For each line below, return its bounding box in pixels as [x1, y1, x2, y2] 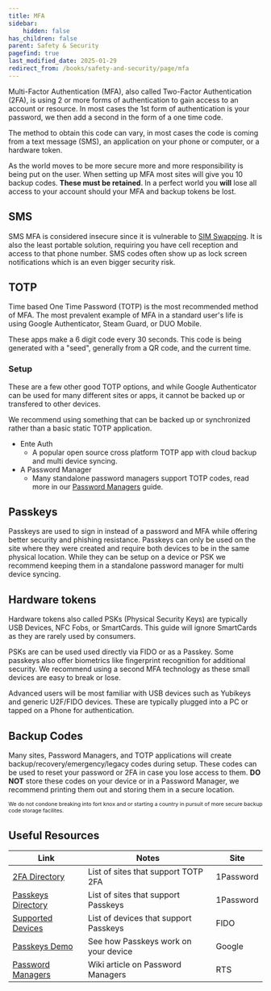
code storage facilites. [8, 807, 65, 815]
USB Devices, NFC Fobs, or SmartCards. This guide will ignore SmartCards [8, 623, 257, 632]
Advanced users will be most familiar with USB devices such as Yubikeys [8, 688, 252, 699]
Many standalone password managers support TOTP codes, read [31, 473, 250, 483]
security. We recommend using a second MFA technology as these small [8, 664, 250, 674]
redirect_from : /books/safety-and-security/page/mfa [8, 65, 190, 73]
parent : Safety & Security [8, 42, 99, 50]
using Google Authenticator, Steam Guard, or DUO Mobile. [8, 319, 202, 329]
